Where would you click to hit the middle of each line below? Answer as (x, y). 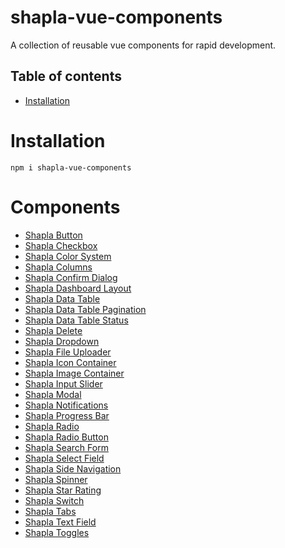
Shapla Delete (53, 330)
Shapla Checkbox (61, 245)
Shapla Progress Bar (67, 415)
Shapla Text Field (60, 522)
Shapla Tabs (50, 511)
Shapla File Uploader (68, 352)
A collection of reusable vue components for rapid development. (143, 45)
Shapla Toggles (57, 532)
